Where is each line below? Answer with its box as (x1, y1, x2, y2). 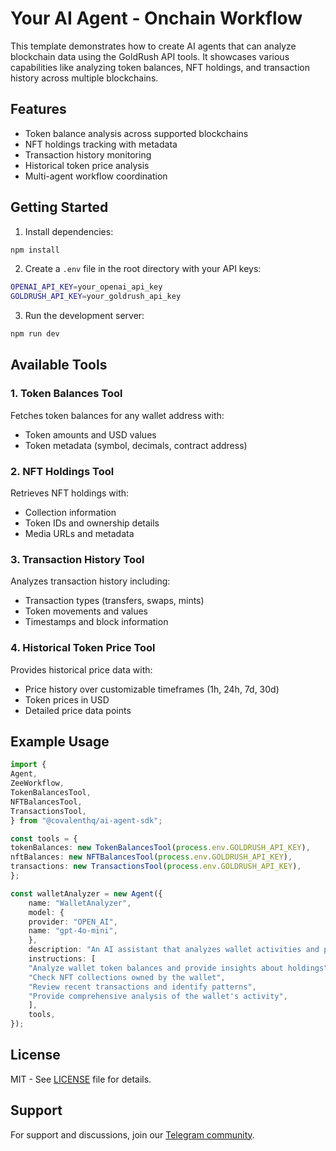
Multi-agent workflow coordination (24, 170, 168, 182)
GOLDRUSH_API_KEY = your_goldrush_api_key (10, 292, 182, 302)
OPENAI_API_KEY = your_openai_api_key (10, 282, 163, 292)
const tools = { (10, 833, 78, 844)
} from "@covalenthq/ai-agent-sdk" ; (10, 815, 163, 826)
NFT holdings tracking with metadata (24, 138, 178, 150)
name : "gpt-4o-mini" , (28, 926, 118, 936)
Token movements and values (24, 605, 149, 617)
